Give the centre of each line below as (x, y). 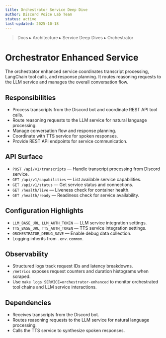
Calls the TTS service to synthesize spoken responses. (69, 331)
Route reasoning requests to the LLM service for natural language (80, 120)
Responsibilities (31, 98)
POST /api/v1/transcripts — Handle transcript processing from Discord (86, 169)
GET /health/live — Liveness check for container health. (71, 190)
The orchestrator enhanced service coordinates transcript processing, (77, 71)
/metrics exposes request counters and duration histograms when (81, 271)
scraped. (21, 276)
